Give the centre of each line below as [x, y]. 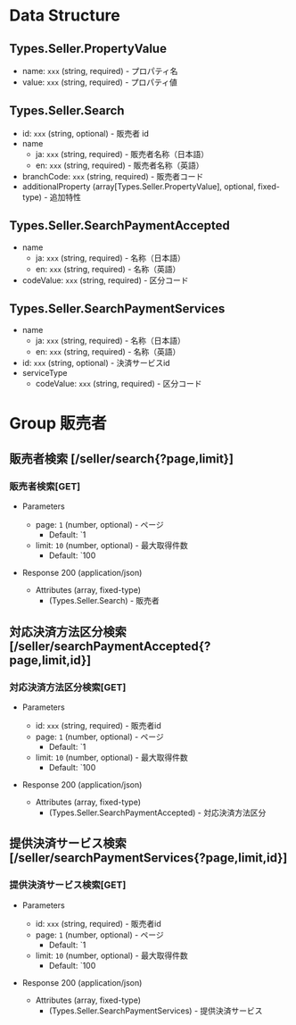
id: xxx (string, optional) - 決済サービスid [96, 363]
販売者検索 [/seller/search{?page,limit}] [122, 459]
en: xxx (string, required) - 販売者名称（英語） [119, 165]
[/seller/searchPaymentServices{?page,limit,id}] [148, 858]
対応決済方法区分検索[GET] [68, 687]
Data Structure [65, 16]
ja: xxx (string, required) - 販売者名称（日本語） [122, 154]
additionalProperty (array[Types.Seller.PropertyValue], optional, [139, 186]
